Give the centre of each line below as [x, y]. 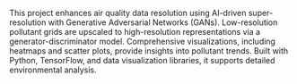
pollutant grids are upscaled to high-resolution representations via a [135, 32]
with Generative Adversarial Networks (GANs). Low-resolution [163, 22]
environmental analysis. [53, 70]
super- [261, 13]
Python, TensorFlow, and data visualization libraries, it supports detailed [142, 60]
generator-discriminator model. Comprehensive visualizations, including [143, 41]
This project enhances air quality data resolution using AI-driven [128, 13]
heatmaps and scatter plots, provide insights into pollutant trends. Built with [149, 51]
